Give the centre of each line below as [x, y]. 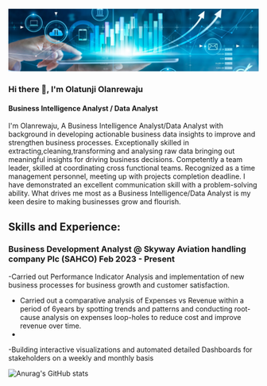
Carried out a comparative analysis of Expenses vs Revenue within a [132, 300]
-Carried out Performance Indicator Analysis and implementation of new [126, 276]
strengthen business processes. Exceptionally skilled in [99, 143]
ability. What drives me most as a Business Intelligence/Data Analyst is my [130, 193]
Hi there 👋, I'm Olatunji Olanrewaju [76, 89]
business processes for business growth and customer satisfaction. [119, 285]
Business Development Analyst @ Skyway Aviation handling [127, 249]
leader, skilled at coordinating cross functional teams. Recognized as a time [132, 168]
